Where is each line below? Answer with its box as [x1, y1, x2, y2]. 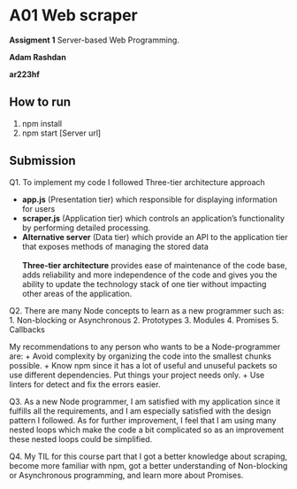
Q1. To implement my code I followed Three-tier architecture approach [9, 176, 265, 187]
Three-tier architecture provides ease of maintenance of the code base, [21, 260, 287, 270]
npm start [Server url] [21, 128, 102, 138]
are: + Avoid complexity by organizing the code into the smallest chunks [9, 351, 272, 361]
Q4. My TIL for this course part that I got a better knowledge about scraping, [9, 451, 288, 462]
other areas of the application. [21, 288, 133, 299]
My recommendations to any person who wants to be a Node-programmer [9, 341, 281, 352]
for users [21, 203, 56, 213]
